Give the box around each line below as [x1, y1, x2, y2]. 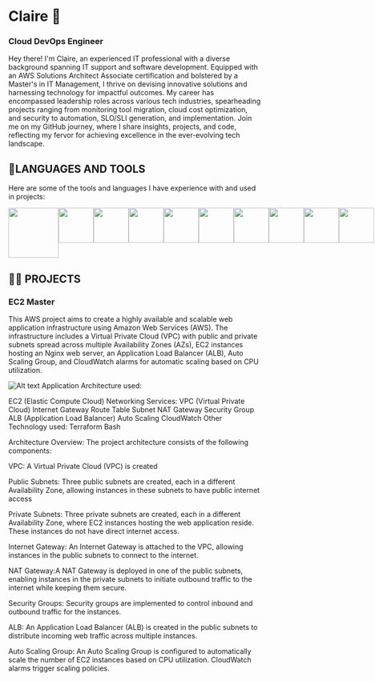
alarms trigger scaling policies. [8, 663, 110, 673]
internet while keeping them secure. [8, 583, 127, 592]
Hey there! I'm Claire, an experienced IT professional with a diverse [8, 54, 231, 63]
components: [8, 446, 52, 455]
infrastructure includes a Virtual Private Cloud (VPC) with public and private [8, 331, 258, 341]
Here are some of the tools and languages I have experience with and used [8, 183, 256, 193]
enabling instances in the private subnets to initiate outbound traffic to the [8, 574, 252, 583]
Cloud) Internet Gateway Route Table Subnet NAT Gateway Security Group [8, 404, 255, 415]
